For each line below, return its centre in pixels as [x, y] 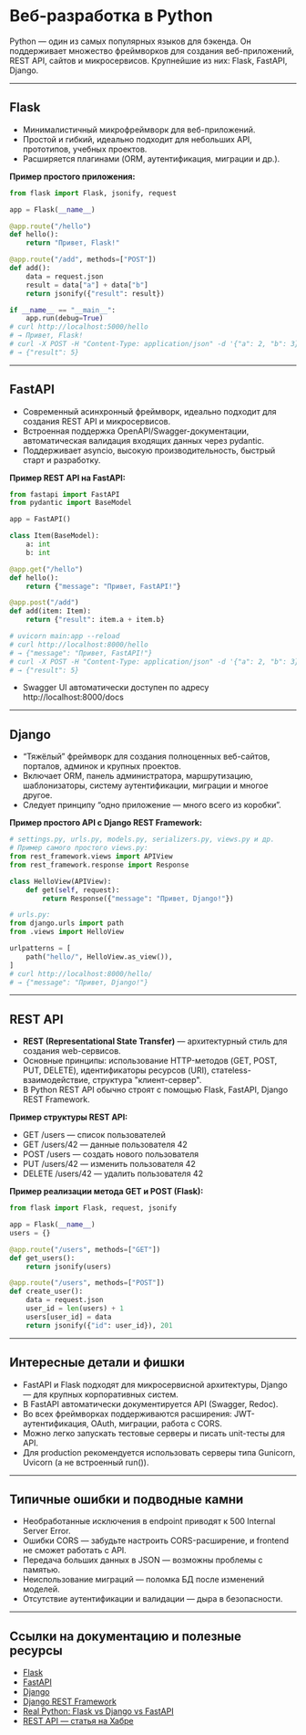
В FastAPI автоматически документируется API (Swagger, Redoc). [150, 1404]
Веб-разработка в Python [111, 16]
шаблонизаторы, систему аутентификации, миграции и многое [145, 785]
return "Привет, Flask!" [73, 243]
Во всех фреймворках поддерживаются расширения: [127, 1414]
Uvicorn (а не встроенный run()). [86, 1462]
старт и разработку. [61, 460]
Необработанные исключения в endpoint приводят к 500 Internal [149, 1521]
